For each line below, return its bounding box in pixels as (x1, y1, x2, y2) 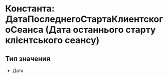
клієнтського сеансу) (5, 35, 100, 46)
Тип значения (5, 54, 51, 63)
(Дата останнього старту (45, 24, 156, 35)
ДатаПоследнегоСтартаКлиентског (5, 13, 163, 25)
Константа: (5, 3, 55, 14)
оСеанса (5, 24, 44, 35)
